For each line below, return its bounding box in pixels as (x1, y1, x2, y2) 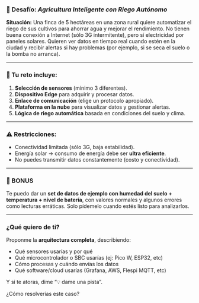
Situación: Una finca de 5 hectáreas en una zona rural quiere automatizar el (6, 19, 192, 26)
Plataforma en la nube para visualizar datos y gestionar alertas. (14, 103, 171, 111)
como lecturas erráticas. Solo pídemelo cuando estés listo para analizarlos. (6, 203, 190, 210)
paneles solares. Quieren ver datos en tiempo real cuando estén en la (6, 38, 176, 45)
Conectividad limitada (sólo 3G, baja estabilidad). (14, 143, 135, 150)
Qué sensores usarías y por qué (14, 248, 93, 255)
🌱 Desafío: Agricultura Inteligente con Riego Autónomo (6, 5, 168, 14)
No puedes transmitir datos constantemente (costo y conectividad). (14, 156, 180, 163)
